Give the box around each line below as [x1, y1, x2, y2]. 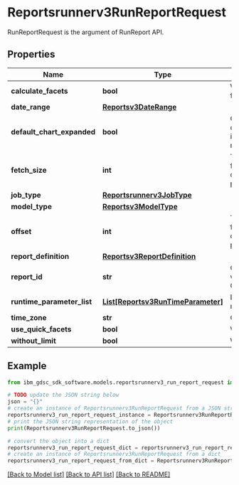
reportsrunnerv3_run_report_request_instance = [7, 412, 152, 419]
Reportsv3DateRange [102, 102, 177, 112]
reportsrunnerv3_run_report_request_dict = [7, 444, 139, 452]
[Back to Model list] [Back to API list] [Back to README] [7, 470, 171, 479]
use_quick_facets [11, 324, 72, 334]
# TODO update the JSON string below [7, 392, 119, 399]
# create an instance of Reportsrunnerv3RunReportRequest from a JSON [7, 405, 221, 412]
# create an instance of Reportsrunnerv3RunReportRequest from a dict [7, 451, 221, 458]
